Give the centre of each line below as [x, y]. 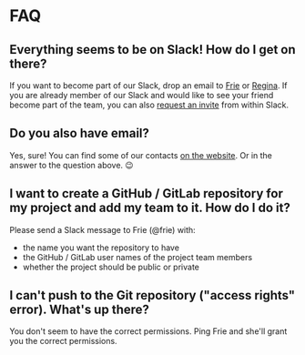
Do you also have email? [80, 133]
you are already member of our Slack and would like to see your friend [142, 95]
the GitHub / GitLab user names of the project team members [137, 257]
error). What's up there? [80, 310]
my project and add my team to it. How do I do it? [150, 208]
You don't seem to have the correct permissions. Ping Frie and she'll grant [148, 331]
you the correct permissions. [63, 341]
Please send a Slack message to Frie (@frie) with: [102, 229]
